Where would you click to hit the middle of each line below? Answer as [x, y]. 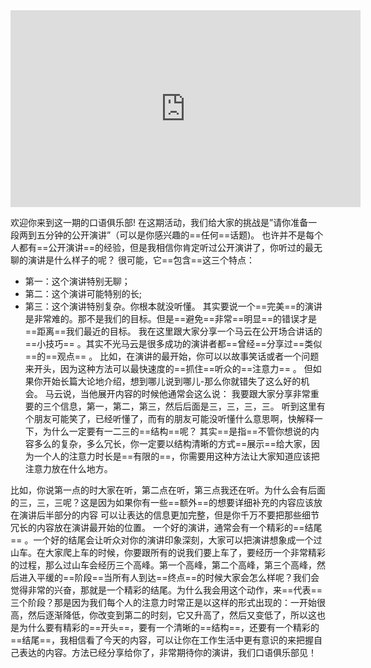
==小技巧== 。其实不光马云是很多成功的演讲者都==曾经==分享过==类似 [173, 343]
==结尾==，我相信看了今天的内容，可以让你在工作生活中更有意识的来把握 [162, 640]
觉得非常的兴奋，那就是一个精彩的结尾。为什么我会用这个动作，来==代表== [166, 590]
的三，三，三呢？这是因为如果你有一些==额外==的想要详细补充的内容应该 [162, 502]
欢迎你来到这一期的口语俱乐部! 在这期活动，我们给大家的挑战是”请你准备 [159, 222]
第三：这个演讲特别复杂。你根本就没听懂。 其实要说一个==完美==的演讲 [173, 306]
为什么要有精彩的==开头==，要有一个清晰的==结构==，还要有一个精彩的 [169, 627]
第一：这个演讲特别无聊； [77, 281]
